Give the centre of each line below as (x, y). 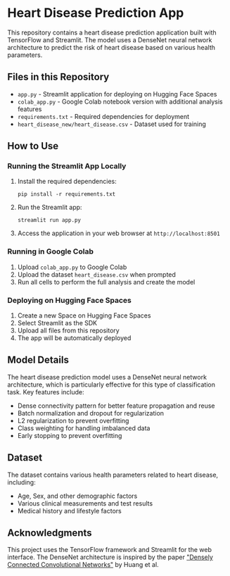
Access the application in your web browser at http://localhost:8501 (119, 233)
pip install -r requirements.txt (66, 194)
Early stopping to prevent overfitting (70, 435)
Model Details (38, 360)
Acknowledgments (50, 533)
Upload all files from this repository (68, 331)
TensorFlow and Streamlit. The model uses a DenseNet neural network (110, 39)
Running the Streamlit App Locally (67, 166)
